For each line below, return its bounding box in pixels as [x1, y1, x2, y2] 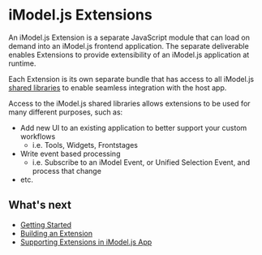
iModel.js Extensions [8, 6, 152, 24]
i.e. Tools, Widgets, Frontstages [32, 140, 138, 149]
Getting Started [19, 219, 71, 229]
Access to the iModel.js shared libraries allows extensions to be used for [8, 98, 251, 108]
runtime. [8, 58, 37, 68]
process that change [32, 166, 101, 175]
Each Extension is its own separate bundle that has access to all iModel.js [8, 74, 254, 84]
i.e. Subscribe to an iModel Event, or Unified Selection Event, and [32, 157, 251, 167]
